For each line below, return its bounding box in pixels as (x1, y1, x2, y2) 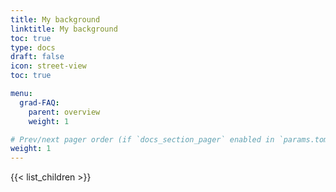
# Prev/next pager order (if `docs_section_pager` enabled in (10, 134, 275, 145)
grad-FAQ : (19, 97, 60, 108)
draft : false (10, 52, 65, 62)
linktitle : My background (10, 24, 118, 34)
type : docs (10, 42, 56, 53)
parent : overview (28, 107, 101, 117)
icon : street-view (10, 61, 87, 71)
